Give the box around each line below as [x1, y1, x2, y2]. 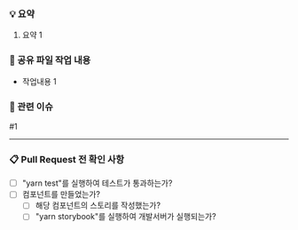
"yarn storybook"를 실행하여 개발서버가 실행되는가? [35, 211, 216, 222]
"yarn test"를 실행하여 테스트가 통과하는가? [21, 178, 173, 188]
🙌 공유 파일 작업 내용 [9, 54, 91, 67]
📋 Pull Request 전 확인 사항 [9, 153, 125, 165]
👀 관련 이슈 [9, 100, 53, 113]
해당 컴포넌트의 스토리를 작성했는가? [35, 200, 161, 210]
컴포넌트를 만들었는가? [21, 189, 100, 200]
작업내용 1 [21, 75, 57, 86]
